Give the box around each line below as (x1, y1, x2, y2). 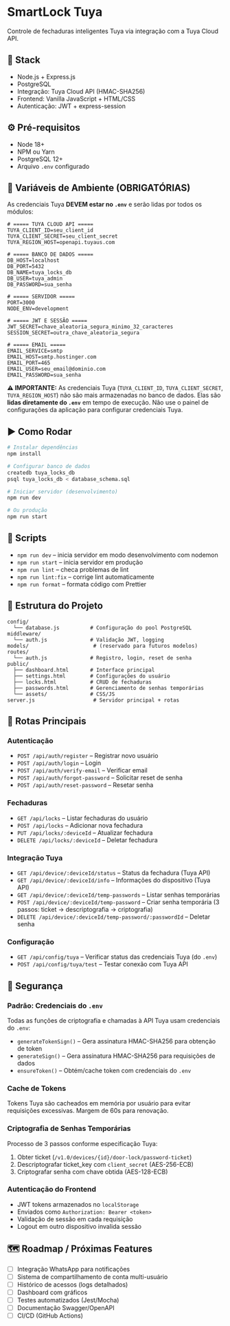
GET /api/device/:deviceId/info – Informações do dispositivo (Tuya (16, 876, 211, 884)
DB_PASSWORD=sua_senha (7, 281, 72, 288)
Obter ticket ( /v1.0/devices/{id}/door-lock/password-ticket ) (16, 1152, 192, 1161)
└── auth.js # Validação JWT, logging (13, 636, 165, 643)
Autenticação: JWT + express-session (16, 101, 126, 110)
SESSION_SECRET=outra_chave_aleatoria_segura (7, 329, 139, 336)
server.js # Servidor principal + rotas (7, 697, 180, 704)
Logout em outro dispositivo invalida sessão (16, 1222, 142, 1230)
